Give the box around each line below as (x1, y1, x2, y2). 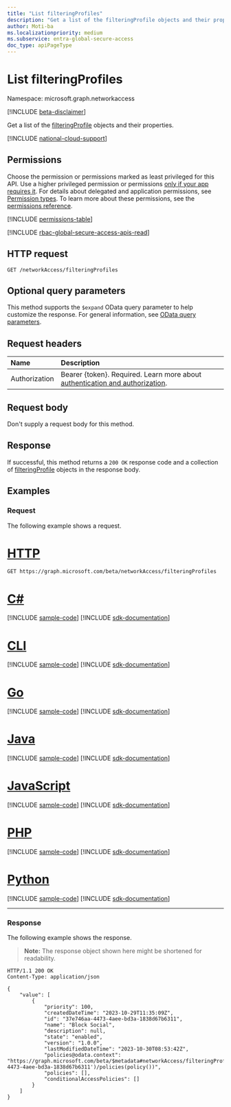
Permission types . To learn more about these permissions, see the (7, 194, 195, 203)
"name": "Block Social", (43, 1022, 115, 1029)
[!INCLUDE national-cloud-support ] (7, 134, 108, 142)
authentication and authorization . (60, 379, 168, 388)
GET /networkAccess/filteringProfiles (7, 266, 118, 273)
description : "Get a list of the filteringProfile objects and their (7, 16, 211, 23)
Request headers (7, 337, 82, 349)
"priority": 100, (43, 1004, 94, 1011)
